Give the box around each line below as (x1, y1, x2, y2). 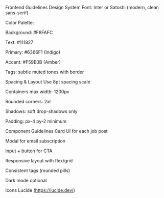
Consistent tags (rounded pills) (5, 167, 71, 174)
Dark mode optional (5, 178, 47, 183)
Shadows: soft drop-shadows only (5, 108, 78, 114)
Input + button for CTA (5, 148, 53, 154)
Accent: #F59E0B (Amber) (5, 59, 61, 65)
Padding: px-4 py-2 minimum (5, 118, 67, 124)
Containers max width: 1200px (5, 89, 69, 95)
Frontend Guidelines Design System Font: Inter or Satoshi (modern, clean (5, 5, 159, 10)
